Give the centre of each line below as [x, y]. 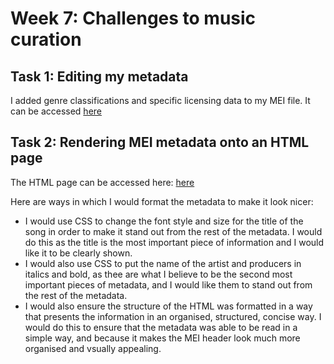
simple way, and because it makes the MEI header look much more [162, 338]
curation [46, 39]
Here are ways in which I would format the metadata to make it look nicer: [162, 201]
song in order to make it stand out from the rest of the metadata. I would [173, 231]
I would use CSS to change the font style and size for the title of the [164, 221]
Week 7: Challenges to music [133, 18]
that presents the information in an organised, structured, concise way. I [173, 316]
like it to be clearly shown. [78, 253]
